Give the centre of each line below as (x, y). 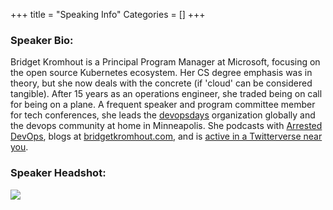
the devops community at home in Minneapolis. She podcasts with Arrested (166, 126)
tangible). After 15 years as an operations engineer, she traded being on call (166, 94)
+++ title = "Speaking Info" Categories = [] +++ (108, 14)
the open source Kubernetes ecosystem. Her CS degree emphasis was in (161, 73)
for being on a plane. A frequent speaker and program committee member (163, 105)
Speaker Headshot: (58, 173)
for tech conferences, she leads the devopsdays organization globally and (163, 115)
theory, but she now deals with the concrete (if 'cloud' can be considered (161, 83)
